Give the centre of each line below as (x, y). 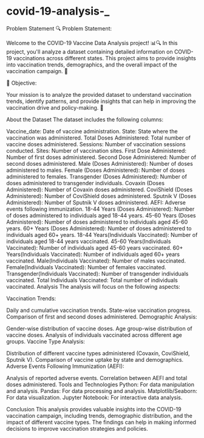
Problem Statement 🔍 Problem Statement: (59, 28)
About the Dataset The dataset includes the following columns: (85, 119)
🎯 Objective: (22, 83)
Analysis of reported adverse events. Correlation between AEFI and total (97, 378)
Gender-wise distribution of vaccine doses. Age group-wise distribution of (99, 328)
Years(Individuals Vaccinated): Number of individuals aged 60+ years (93, 254)
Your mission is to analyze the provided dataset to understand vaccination (99, 94)
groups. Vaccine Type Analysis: (46, 341)
